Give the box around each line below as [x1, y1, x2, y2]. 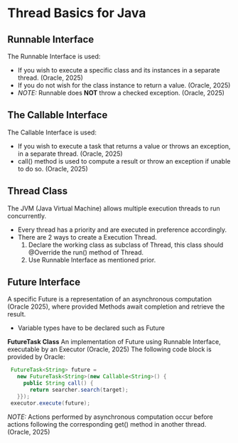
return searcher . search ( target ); [29, 386, 129, 394]
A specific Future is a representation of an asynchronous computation [7, 295, 212, 304]
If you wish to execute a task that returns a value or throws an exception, [17, 142, 231, 150]
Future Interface [7, 276, 80, 289]
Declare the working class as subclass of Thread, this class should [28, 240, 224, 249]
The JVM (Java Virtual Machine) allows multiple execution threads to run [7, 204, 220, 213]
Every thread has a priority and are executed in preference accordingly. [17, 225, 227, 234]
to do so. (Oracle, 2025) [17, 164, 89, 173]
